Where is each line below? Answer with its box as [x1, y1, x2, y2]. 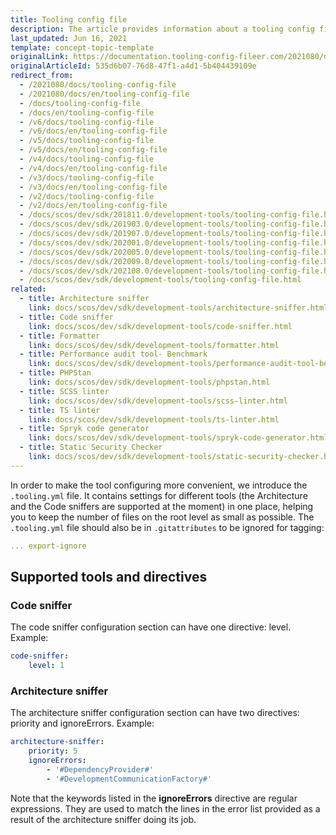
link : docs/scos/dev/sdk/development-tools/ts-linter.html [28, 414, 280, 425]
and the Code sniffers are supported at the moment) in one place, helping [10, 500, 314, 512]
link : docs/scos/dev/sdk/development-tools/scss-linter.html [28, 396, 288, 406]
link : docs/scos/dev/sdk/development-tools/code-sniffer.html [28, 321, 293, 331]
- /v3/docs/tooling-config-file [19, 172, 155, 183]
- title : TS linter [19, 405, 101, 415]
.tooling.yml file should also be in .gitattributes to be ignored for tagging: [10, 521, 325, 533]
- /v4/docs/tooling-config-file [19, 154, 155, 164]
